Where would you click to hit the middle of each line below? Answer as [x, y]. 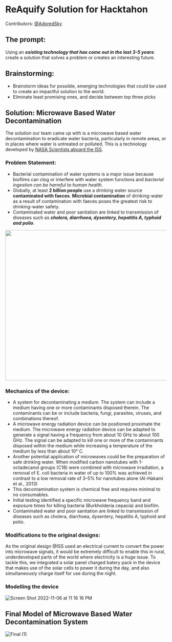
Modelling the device [32, 587]
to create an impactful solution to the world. [59, 91]
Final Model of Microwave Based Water [69, 614]
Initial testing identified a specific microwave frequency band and [82, 500]
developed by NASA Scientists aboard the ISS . [54, 149]
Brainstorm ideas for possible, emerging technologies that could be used [89, 86]
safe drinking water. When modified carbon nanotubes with [75, 462]
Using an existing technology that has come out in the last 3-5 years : [80, 52]
